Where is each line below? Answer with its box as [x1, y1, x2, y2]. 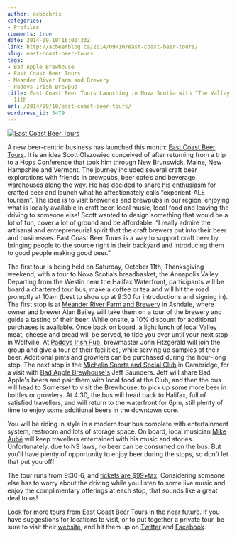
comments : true [7, 30, 53, 38]
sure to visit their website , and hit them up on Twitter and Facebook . [7, 522, 206, 531]
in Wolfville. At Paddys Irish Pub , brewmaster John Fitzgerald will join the [7, 338, 221, 346]
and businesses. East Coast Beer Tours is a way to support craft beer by [7, 233, 219, 242]
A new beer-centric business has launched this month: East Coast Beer [7, 143, 216, 151]
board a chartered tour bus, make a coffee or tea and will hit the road [7, 285, 209, 294]
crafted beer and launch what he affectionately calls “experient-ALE [7, 188, 206, 196]
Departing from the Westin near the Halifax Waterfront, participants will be [7, 277, 225, 286]
